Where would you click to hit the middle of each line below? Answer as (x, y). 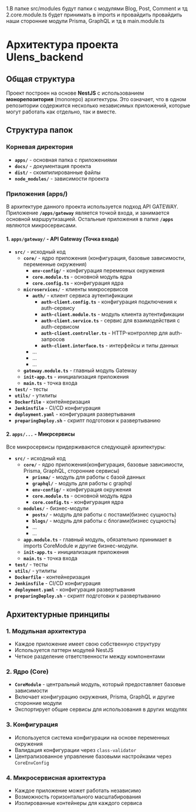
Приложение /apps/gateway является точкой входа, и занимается (88, 213)
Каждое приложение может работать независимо (78, 790)
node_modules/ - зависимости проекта (62, 178)
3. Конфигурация (32, 724)
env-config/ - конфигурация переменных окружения (98, 270)
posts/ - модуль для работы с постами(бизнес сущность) (104, 514)
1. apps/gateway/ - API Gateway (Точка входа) (62, 239)
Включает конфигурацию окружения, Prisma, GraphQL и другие (94, 697)
